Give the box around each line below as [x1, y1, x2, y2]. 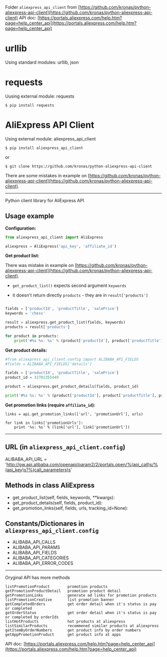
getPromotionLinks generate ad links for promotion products [5, 593, 157, 598]
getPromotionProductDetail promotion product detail [5, 589, 121, 594]
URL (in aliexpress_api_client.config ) [5, 443, 126, 451]
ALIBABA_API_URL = [5, 456, 47, 462]
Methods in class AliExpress [5, 481, 95, 490]
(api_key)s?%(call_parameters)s [5, 467, 71, 473]
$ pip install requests [5, 103, 55, 108]
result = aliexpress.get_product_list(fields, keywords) [5, 320, 126, 325]
